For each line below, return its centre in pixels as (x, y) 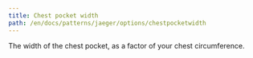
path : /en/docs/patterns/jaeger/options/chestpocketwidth (107, 23)
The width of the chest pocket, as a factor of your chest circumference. (126, 45)
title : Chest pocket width (53, 15)
